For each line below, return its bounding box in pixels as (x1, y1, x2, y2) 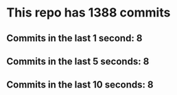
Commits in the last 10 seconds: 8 (6, 79, 154, 91)
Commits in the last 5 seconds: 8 (6, 55, 150, 67)
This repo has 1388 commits (6, 5, 171, 21)
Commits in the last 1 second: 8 (6, 32, 143, 44)
